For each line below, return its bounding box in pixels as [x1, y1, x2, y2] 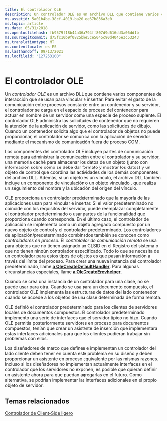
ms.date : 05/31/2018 [5, 26, 48, 31]
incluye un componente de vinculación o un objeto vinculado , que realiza [5, 180, 156, 186]
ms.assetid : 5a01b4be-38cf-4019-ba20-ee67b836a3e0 [5, 16, 112, 21]
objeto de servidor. [5, 382, 44, 388]
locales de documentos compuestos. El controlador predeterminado [5, 309, 145, 316]
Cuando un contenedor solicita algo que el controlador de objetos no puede [5, 128, 161, 134]
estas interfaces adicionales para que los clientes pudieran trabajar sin [5, 331, 150, 337]
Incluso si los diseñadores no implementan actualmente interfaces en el [5, 361, 152, 367]
